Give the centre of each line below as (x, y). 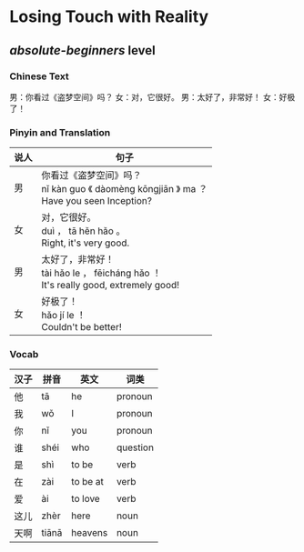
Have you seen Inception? (97, 201)
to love (86, 499)
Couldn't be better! (82, 327)
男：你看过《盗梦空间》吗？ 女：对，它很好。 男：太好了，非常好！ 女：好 (148, 96)
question (136, 447)
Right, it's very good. (86, 243)
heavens (90, 533)
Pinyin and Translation (60, 132)
